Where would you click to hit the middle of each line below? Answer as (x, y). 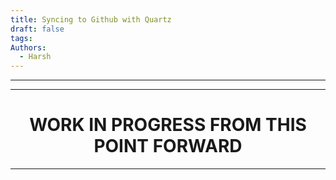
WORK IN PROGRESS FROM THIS (168, 125)
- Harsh (35, 57)
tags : (21, 38)
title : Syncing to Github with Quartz (91, 19)
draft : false (37, 29)
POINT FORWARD (168, 146)
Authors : (28, 47)
